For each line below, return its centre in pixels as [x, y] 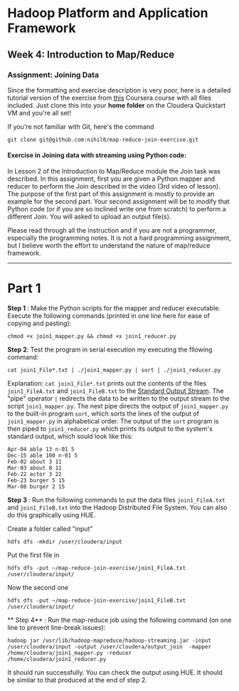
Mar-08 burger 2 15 [36, 487]
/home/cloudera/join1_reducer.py [57, 660]
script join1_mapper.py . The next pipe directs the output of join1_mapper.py [118, 406]
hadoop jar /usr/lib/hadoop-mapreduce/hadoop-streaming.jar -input [110, 641]
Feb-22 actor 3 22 [34, 475]
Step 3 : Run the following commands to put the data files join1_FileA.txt [116, 500]
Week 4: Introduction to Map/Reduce [91, 54]
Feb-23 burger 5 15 [36, 481]
